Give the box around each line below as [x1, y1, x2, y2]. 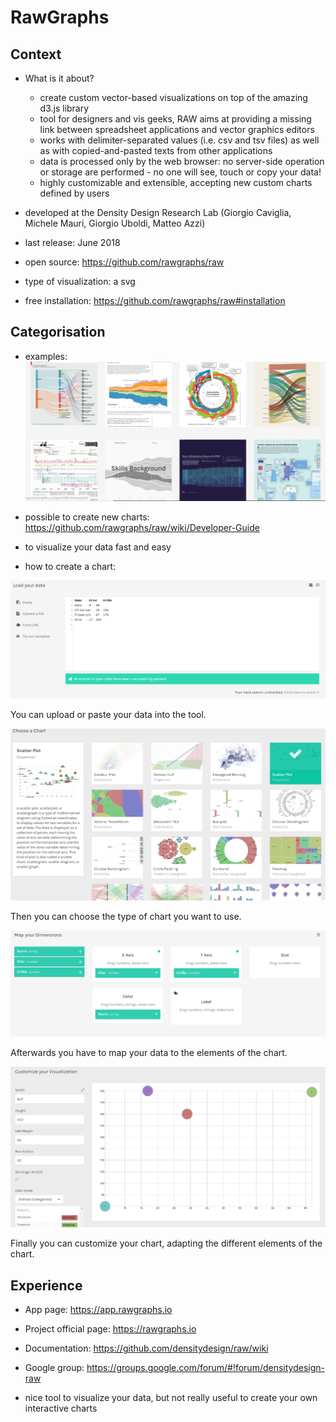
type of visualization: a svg [24, 276, 136, 287]
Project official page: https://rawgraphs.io [24, 1323, 197, 1335]
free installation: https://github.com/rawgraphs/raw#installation [24, 295, 286, 306]
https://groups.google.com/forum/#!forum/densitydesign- [86, 1362, 326, 1374]
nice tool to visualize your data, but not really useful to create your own [24, 1392, 318, 1404]
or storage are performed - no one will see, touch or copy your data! [39, 166, 322, 178]
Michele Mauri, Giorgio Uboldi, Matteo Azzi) [24, 217, 206, 229]
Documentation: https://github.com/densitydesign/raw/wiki [24, 1342, 269, 1355]
